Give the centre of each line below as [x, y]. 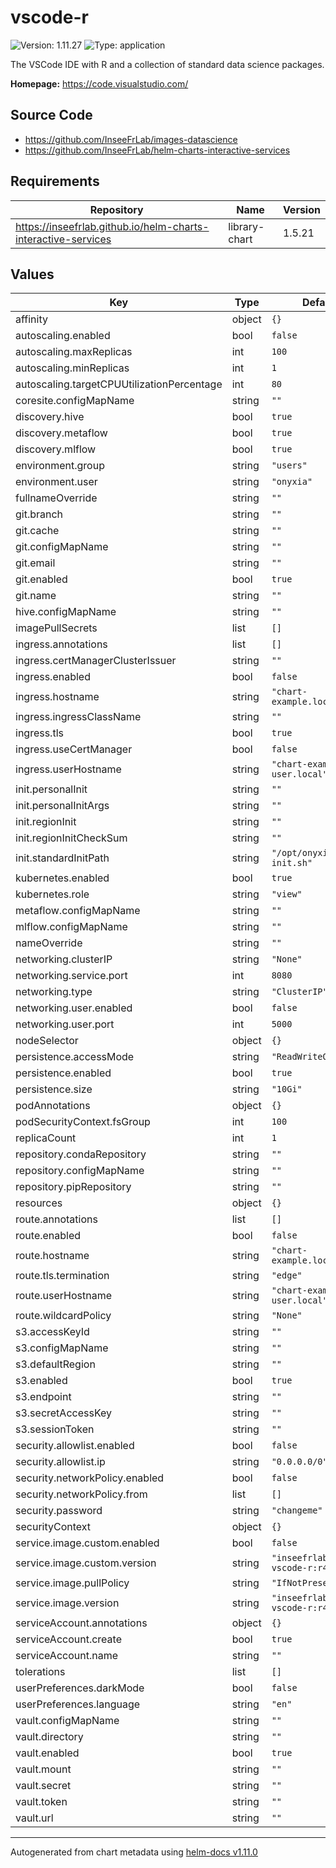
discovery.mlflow [56, 449]
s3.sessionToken [55, 1429]
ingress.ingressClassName [78, 717]
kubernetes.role [52, 894]
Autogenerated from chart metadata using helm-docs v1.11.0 [134, 1852]
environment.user [56, 482]
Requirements [55, 181]
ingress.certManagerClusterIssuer [96, 661]
